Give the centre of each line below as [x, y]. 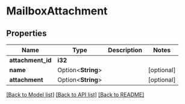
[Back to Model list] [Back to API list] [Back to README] [75, 95]
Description [125, 50]
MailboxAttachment [57, 11]
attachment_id [30, 60]
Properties [27, 33]
